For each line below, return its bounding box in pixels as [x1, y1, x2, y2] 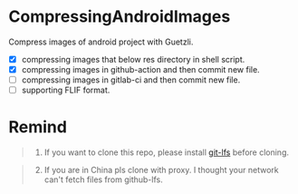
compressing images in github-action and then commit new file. [21, 64, 260, 74]
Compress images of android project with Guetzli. [8, 36, 194, 47]
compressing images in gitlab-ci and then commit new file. [21, 74, 241, 85]
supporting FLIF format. [21, 84, 111, 96]
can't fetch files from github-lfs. [43, 174, 164, 185]
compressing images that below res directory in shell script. [21, 53, 245, 64]
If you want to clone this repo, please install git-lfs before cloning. [43, 147, 290, 158]
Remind [8, 117, 67, 138]
